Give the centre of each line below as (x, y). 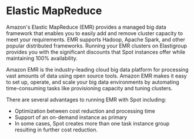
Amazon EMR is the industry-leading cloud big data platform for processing (98, 69)
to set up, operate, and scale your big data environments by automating (93, 82)
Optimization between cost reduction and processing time (85, 111)
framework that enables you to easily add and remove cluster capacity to (95, 33)
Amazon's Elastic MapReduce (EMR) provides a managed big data (86, 27)
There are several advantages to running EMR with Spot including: (86, 99)
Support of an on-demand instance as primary (71, 117)
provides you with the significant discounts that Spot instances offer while (96, 52)
